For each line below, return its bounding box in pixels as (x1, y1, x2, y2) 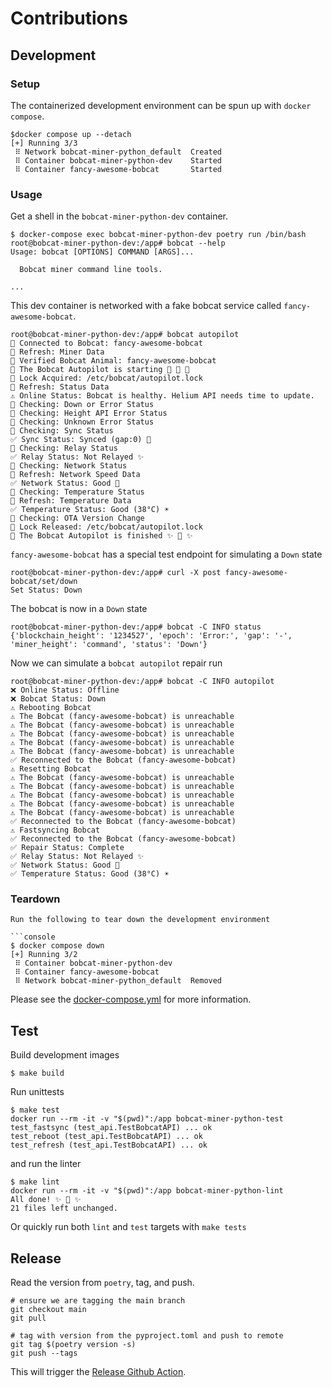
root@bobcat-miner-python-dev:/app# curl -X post (10, 568, 222, 578)
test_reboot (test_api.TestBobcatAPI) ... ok (10, 1132, 203, 1142)
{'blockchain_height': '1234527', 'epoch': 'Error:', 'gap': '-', (10, 631, 293, 641)
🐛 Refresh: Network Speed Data (10, 470, 141, 480)
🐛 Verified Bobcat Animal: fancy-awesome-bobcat (10, 356, 217, 366)
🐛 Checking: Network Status (10, 461, 128, 471)
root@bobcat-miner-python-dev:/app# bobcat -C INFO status (10, 622, 262, 632)
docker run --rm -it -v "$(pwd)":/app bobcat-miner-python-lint (10, 1186, 284, 1196)
